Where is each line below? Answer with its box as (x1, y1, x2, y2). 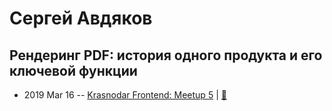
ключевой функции (9, 62, 138, 79)
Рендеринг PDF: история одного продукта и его (9, 47, 323, 64)
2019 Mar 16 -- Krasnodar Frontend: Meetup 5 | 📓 (23, 89, 227, 101)
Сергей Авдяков (9, 7, 153, 30)
